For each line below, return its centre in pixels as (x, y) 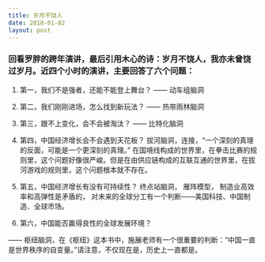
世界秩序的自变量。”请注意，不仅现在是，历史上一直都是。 (108, 249)
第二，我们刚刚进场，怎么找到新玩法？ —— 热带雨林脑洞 (112, 107)
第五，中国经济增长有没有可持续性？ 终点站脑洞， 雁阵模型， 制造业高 (133, 186)
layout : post (30, 30)
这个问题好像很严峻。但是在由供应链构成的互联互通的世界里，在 (145, 159)
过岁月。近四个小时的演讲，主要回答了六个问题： (102, 71)
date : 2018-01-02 (37, 23)
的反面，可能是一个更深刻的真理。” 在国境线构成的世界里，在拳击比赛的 (135, 150)
